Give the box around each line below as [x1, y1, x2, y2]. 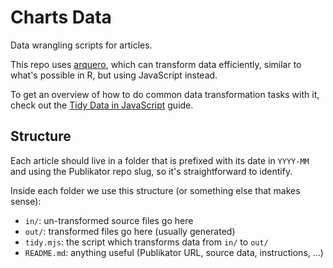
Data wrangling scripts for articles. [10, 39, 153, 51]
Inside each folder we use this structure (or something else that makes [10, 184, 301, 196]
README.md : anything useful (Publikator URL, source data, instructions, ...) [24, 246, 324, 258]
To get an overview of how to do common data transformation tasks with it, [10, 88, 320, 100]
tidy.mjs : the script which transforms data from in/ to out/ [24, 236, 269, 248]
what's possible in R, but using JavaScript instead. [10, 69, 218, 81]
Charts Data [10, 6, 112, 29]
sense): [10, 195, 42, 207]
